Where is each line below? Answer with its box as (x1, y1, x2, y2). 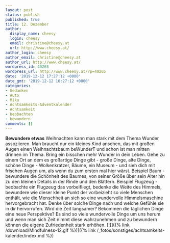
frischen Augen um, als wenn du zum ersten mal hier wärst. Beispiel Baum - (5, 168, 165, 174)
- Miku (5, 97, 19, 102)
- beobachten (5, 112, 33, 117)
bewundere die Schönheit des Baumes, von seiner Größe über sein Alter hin (5, 173, 165, 179)
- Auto (5, 93, 19, 98)
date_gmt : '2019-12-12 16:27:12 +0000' (5, 78, 90, 84)
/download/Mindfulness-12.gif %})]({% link (5, 227, 96, 233)
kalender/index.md (5, 232, 45, 238)
